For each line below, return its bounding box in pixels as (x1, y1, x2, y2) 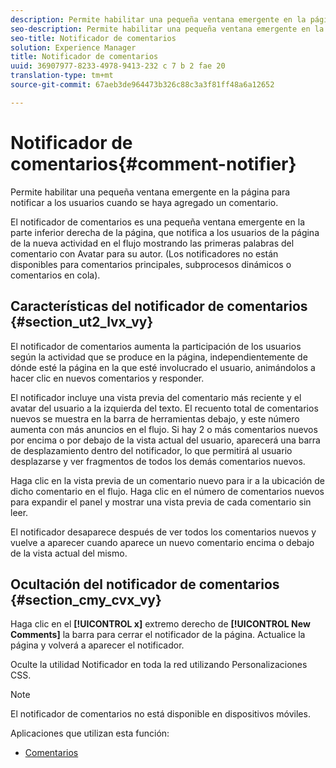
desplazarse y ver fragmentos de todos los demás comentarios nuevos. (10, 455, 306, 467)
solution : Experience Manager (10, 42, 137, 53)
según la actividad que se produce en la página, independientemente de (10, 351, 308, 363)
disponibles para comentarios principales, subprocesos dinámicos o (10, 258, 292, 270)
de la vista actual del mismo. (10, 547, 128, 559)
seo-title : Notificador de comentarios (10, 33, 177, 43)
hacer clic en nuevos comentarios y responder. (10, 372, 205, 384)
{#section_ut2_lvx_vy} (10, 314, 154, 331)
